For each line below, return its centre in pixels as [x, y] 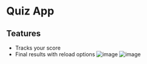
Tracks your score [38, 48]
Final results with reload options [55, 54]
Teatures [24, 34]
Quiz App [30, 11]
